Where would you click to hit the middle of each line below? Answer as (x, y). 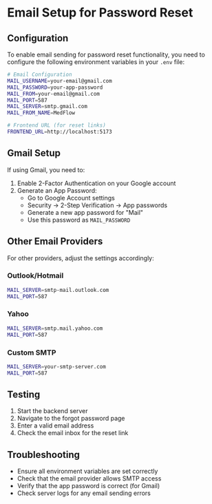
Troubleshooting (44, 455)
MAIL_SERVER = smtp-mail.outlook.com (58, 290)
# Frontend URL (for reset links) (57, 125)
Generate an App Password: (57, 190)
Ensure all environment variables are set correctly (87, 471)
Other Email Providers (55, 241)
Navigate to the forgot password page (71, 419)
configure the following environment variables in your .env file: (96, 62)
